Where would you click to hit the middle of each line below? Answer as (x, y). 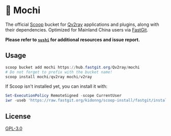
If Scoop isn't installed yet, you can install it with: (56, 86)
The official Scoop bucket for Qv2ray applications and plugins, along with (82, 24)
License (18, 116)
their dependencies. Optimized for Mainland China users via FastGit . (77, 29)
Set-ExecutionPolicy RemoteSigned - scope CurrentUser (64, 96)
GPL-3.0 (14, 128)
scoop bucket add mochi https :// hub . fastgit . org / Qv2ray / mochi (73, 67)
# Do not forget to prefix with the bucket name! (59, 72)
